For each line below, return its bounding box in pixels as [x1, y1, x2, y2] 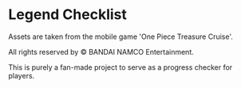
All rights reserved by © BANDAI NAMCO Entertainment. [8, 47, 194, 56]
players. [8, 71, 35, 80]
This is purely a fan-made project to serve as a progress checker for [8, 62, 233, 72]
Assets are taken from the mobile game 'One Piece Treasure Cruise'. [8, 32, 234, 41]
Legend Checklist [8, 6, 128, 24]
